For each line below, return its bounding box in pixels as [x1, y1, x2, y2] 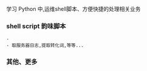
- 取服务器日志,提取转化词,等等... [6, 42, 84, 49]
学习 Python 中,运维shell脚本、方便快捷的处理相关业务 [6, 5, 141, 12]
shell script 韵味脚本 [6, 22, 67, 30]
